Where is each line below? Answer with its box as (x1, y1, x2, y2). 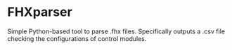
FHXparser (7, 4, 72, 20)
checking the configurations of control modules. (7, 34, 147, 42)
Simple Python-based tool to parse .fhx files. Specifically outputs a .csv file (7, 27, 225, 35)
